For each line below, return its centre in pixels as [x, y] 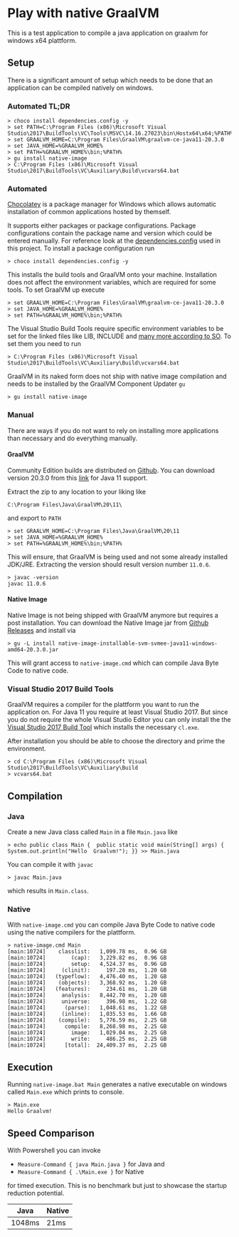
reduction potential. [36, 1193]
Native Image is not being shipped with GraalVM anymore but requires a [113, 616]
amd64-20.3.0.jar [33, 650]
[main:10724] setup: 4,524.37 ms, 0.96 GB [87, 964]
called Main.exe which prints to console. [66, 1092]
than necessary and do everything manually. [72, 438]
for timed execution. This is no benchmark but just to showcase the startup [117, 1185]
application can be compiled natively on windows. [81, 88]
